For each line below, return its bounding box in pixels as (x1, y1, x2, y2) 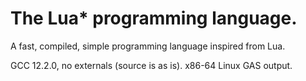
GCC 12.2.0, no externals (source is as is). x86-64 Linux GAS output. (10, 59, 293, 71)
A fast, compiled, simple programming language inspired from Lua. (10, 40, 286, 52)
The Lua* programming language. (10, 7, 298, 30)
